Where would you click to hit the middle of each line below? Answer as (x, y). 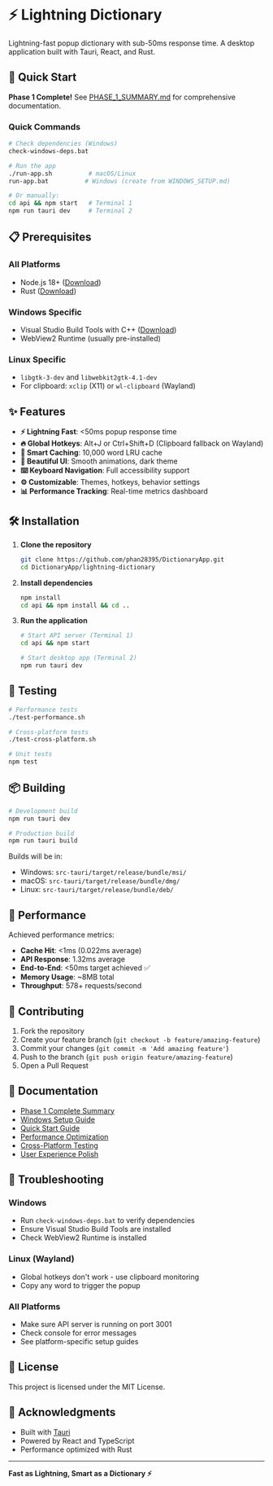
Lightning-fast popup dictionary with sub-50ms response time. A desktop (132, 43)
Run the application (54, 621)
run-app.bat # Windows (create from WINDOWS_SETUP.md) (119, 181)
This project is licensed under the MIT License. (87, 1387)
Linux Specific (37, 359)
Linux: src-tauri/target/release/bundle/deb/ (97, 890)
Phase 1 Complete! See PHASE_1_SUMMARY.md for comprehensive (122, 97)
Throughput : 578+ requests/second (81, 986)
